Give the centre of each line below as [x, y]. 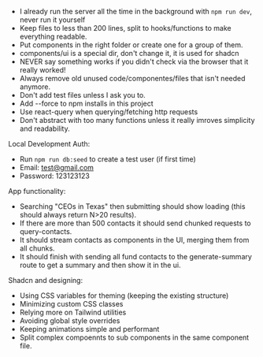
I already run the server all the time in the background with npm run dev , [135, 11]
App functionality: [37, 191]
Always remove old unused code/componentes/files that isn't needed [132, 78]
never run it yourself [52, 20]
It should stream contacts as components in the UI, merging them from [134, 240]
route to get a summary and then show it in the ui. [100, 265]
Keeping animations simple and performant [89, 329]
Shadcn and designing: [46, 280]
